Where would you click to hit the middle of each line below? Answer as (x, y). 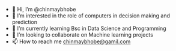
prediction (25, 22)
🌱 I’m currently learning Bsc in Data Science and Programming (89, 28)
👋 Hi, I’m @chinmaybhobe (44, 9)
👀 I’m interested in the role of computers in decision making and (91, 16)
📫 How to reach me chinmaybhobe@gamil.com (71, 41)
